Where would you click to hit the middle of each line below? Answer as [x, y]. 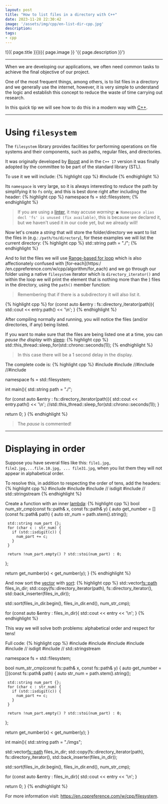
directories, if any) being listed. [37, 324]
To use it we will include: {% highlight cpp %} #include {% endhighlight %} [82, 176]
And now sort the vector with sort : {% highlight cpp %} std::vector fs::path [81, 583]
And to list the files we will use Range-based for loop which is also [73, 258]
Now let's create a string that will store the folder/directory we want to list [81, 232]
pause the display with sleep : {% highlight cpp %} [57, 339]
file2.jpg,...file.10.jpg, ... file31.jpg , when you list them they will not [84, 468]
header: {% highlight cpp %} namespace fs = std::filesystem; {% [72, 197]
